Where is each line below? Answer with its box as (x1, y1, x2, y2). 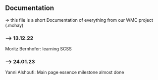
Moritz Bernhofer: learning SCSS (5, 46, 72, 52)
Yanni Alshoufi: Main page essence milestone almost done (5, 69, 125, 76)
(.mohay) (5, 22, 24, 28)
